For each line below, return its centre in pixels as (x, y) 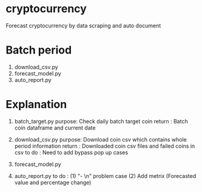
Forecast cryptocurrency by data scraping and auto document (83, 26)
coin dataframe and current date (55, 128)
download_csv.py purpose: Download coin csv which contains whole (101, 139)
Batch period (39, 50)
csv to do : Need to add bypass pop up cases (71, 152)
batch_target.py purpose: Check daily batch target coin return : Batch (101, 121)
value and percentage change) (53, 182)
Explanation (36, 105)
